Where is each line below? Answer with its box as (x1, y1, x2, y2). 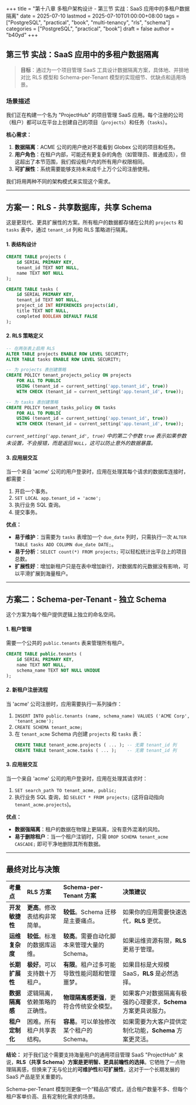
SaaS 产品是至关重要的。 (6, 1073, 66, 1080)
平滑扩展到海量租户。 (19, 570, 71, 577)
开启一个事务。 (14, 488, 51, 495)
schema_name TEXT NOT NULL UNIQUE (16, 668, 100, 674)
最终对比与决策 (6, 865, 60, 875)
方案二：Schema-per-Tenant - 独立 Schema (6, 594, 167, 604)
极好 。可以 (27, 961, 57, 969)
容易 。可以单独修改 (63, 1017, 116, 1025)
